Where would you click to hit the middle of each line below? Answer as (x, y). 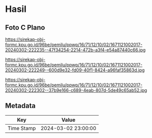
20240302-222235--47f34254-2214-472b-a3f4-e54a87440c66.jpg (75, 50)
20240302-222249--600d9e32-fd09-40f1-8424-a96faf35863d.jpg (75, 70)
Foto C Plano (25, 28)
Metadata (20, 106)
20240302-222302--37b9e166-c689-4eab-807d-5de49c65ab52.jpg (76, 90)
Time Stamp (22, 128)
